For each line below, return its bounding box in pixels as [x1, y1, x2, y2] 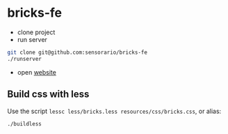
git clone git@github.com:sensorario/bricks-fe [7, 49, 148, 56]
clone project [17, 28, 56, 36]
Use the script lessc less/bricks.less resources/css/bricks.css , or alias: [7, 107, 222, 115]
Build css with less [7, 89, 90, 100]
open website [17, 68, 57, 76]
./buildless [7, 120, 42, 127]
